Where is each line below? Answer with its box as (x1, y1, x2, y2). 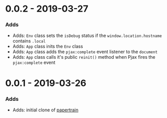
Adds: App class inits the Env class (12, 44, 83, 50)
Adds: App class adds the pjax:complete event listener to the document (12, 49, 158, 55)
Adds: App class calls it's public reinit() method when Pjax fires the (12, 54, 156, 60)
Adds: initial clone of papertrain (12, 107, 79, 113)
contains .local (12, 38, 46, 44)
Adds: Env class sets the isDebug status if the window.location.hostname (12, 32, 162, 38)
